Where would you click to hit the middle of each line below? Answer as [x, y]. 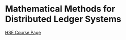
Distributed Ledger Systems [63, 19]
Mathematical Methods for [60, 9]
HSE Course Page [23, 32]
